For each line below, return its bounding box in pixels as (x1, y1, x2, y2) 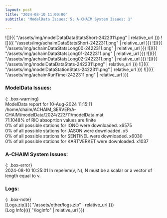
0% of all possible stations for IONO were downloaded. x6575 (5, 122, 132, 128)
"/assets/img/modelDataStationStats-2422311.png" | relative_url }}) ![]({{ (5, 66, 154, 72)
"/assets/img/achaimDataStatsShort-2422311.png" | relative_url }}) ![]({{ (14, 40, 163, 46)
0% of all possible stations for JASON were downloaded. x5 (5, 127, 128, 133)
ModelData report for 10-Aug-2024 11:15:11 (5, 101, 92, 107)
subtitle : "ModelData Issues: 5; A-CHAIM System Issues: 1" (5, 16, 133, 21)
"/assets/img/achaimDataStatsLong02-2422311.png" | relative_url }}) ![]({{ (5, 56, 158, 62)
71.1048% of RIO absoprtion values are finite (5, 117, 96, 123)
